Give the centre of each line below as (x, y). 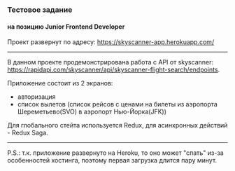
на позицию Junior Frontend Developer (66, 27)
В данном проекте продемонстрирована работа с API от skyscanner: (111, 62)
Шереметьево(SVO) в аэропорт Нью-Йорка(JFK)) (92, 112)
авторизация (36, 97)
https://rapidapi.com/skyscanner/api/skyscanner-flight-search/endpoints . (114, 70)
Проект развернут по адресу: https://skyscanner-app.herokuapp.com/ (111, 42)
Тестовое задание (40, 10)
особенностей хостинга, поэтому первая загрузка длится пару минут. (112, 160)
